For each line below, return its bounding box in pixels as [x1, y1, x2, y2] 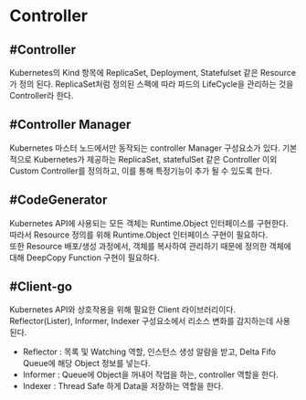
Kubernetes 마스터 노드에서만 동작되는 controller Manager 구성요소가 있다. [9, 142, 280, 153]
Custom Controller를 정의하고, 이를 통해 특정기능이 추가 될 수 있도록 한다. [9, 165, 272, 176]
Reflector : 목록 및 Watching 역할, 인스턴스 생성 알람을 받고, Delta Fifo [22, 346, 277, 357]
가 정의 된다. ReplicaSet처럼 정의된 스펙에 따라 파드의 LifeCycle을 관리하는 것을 [9, 79, 294, 89]
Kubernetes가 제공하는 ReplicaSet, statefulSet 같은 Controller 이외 [33, 153, 278, 164]
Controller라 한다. [9, 90, 74, 100]
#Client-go [9, 279, 73, 295]
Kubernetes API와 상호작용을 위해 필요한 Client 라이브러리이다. [9, 304, 236, 315]
